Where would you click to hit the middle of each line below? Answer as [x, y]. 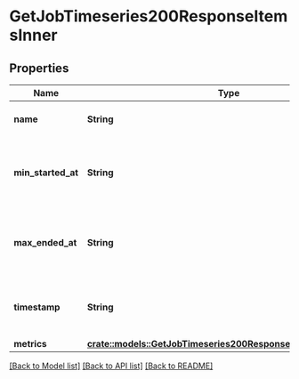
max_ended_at [45, 242]
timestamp [37, 307]
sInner [33, 35]
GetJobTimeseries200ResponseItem [149, 16]
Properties [39, 68]
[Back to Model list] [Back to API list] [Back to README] [111, 366]
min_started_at [46, 173]
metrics [30, 344]
